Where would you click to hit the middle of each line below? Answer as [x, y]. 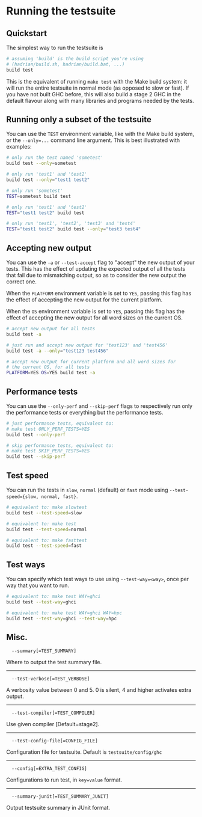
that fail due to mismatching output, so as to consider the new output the [96, 275]
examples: [19, 147]
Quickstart [27, 33]
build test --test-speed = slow [44, 513]
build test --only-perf [36, 434]
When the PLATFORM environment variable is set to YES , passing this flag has [99, 293]
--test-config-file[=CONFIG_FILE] [55, 741]
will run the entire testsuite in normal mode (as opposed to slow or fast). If [98, 88]
